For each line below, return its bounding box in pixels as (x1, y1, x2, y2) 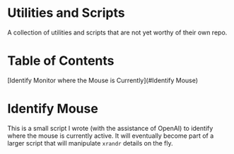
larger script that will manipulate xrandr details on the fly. (7, 139, 173, 147)
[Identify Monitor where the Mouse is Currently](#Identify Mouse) (7, 76, 199, 84)
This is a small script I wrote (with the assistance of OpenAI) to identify (7, 124, 213, 132)
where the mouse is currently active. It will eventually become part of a (7, 131, 214, 140)
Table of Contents (7, 53, 115, 69)
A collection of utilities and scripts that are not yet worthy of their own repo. (7, 28, 228, 37)
